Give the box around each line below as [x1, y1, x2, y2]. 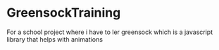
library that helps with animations [6, 35, 104, 43]
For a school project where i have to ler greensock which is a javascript [6, 28, 213, 36]
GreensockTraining [6, 5, 121, 21]
